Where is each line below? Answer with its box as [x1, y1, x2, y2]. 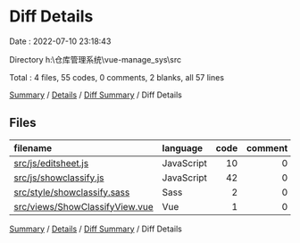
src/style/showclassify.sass [13, 186, 130, 198]
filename [13, 141, 53, 154]
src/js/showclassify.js [13, 172, 104, 184]
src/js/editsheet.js [13, 156, 89, 169]
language [162, 141, 204, 154]
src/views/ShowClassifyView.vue [13, 200, 154, 213]
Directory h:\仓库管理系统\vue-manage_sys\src [9, 54, 181, 64]
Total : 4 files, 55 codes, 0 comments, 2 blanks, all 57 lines [9, 71, 225, 82]
